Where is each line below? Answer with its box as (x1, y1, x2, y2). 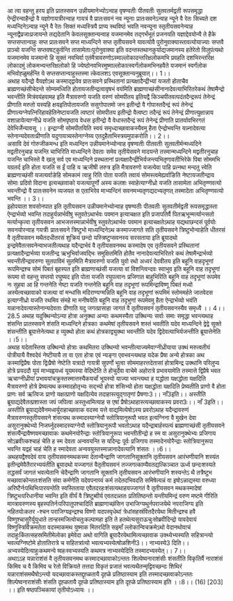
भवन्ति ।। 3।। (7, 195, 45, 202)
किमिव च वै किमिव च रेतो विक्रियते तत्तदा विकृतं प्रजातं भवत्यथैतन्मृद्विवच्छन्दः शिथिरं (7, 562, 182, 570)
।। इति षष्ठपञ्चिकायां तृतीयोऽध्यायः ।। (7, 586, 95, 594)
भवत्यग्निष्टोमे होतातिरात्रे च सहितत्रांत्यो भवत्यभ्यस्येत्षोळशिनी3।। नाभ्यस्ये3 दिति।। (7, 539, 190, 547)
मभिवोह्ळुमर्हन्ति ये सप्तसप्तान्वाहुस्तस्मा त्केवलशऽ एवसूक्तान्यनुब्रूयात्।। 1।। (7, 70, 171, 77)
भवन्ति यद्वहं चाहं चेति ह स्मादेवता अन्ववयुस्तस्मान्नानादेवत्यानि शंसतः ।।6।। (7, 445, 172, 453)
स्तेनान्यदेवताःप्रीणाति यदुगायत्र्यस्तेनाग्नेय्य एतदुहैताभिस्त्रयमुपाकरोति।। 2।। (7, 132, 170, 140)
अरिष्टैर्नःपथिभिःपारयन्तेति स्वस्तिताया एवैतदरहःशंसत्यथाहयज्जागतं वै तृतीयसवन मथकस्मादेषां (7, 484, 202, 492)
